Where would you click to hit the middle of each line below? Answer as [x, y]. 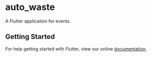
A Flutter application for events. [38, 21]
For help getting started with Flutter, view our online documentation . [76, 48]
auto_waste [30, 7]
